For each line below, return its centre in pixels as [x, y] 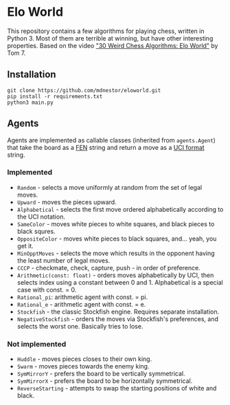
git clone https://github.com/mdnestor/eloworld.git [84, 90]
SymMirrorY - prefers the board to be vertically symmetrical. [101, 374]
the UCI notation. [41, 217]
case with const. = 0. [47, 289]
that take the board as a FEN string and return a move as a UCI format [106, 147]
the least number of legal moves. [64, 260]
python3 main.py [30, 102]
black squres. [36, 231]
